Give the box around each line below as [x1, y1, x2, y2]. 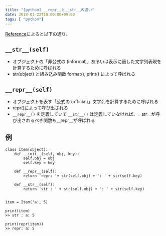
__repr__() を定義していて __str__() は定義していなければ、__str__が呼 [12, 111, 160, 117]
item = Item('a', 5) [5, 199, 49, 204]
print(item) [5, 208, 30, 213]
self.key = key [23, 160, 55, 165]
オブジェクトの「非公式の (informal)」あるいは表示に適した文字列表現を [12, 59, 161, 65]
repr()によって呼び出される [12, 105, 68, 111]
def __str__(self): [14, 182, 55, 187]
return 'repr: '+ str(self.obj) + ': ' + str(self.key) [23, 173, 142, 178]
